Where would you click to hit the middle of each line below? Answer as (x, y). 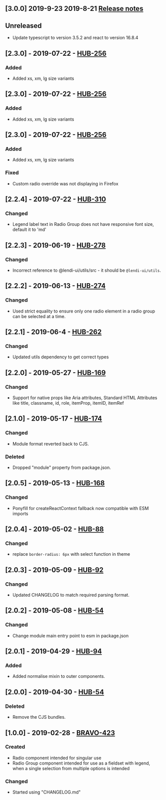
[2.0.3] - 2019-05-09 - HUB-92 (54, 570)
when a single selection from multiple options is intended (71, 768)
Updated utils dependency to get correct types (61, 357)
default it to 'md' (29, 230)
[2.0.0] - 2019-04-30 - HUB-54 (55, 692)
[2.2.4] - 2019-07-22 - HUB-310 (56, 199)
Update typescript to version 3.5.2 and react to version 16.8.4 (75, 38)
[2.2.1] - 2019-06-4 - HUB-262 (54, 332)
